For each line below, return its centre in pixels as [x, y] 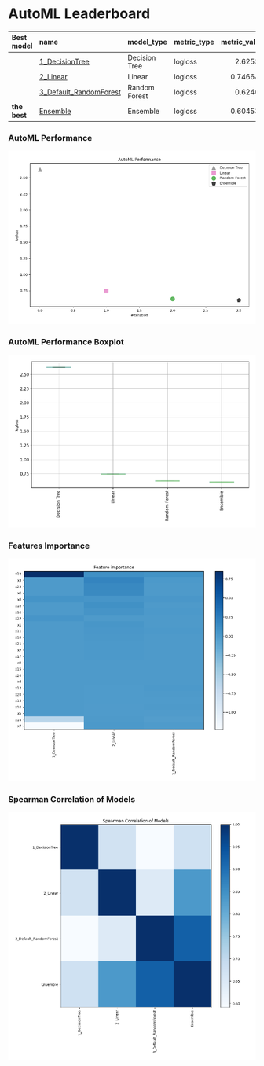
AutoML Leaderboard [79, 14]
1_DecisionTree [64, 62]
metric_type [194, 42]
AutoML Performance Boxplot [66, 341]
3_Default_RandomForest [80, 92]
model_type [147, 42]
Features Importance [49, 546]
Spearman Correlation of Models [72, 799]
